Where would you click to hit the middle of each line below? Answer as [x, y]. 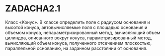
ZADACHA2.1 [33, 9]
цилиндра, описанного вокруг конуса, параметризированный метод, [79, 38]
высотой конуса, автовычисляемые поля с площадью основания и [76, 27]
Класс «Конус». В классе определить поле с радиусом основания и [78, 22]
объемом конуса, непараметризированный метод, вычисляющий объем [83, 32]
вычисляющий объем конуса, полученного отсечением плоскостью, [79, 43]
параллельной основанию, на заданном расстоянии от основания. [76, 48]
